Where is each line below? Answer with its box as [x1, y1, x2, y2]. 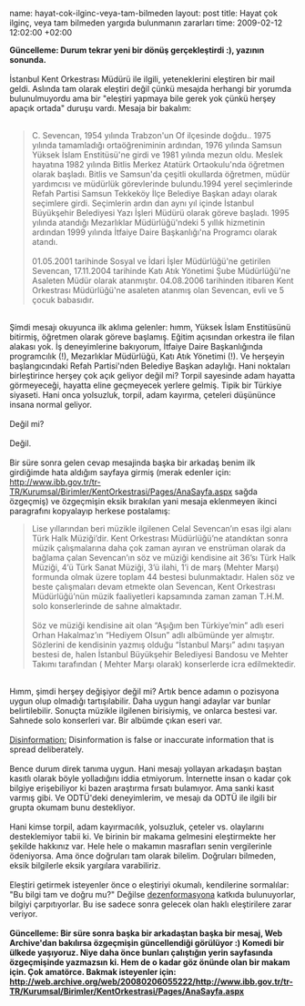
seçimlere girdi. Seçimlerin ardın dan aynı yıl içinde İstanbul [31, 198, 255, 208]
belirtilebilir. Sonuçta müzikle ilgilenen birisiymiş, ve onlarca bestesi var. [9, 706, 278, 716]
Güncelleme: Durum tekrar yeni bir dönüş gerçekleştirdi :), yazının [9, 45, 265, 56]
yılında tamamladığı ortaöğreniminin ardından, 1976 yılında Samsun [31, 140, 282, 150]
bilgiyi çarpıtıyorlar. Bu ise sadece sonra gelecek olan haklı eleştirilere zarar [9, 899, 292, 909]
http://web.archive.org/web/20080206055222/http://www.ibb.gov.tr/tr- [9, 976, 294, 987]
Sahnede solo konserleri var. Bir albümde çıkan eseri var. [9, 715, 223, 726]
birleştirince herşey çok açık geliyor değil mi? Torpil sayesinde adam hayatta [9, 371, 296, 381]
